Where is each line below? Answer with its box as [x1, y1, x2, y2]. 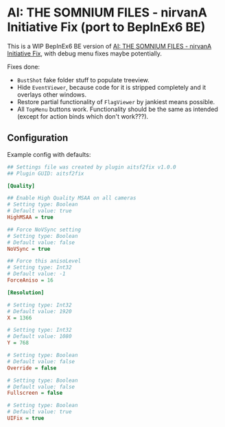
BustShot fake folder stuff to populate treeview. [16, 75, 150, 84]
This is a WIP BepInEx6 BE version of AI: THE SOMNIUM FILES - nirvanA [7, 42, 212, 50]
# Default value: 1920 [7, 308, 72, 315]
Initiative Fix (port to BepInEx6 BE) [7, 19, 206, 35]
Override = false [7, 365, 57, 371]
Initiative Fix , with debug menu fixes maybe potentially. [7, 49, 163, 58]
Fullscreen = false [7, 389, 63, 397]
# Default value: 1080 [7, 333, 72, 340]
